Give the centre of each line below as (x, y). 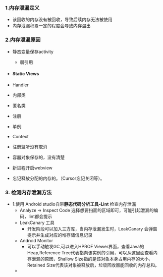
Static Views (26, 74)
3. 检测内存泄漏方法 (28, 192)
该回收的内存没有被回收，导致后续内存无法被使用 (62, 20)
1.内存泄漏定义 (22, 7)
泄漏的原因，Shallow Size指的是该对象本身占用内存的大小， (92, 259)
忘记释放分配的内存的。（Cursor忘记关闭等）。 (58, 178)
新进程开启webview (32, 167)
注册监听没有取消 (30, 147)
